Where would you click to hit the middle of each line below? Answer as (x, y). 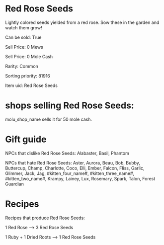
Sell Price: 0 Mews (24, 47)
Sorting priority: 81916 (28, 76)
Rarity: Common (22, 66)
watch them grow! (24, 27)
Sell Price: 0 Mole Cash (29, 56)
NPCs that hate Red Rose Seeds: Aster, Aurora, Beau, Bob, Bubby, (73, 163)
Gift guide (26, 139)
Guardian (14, 184)
